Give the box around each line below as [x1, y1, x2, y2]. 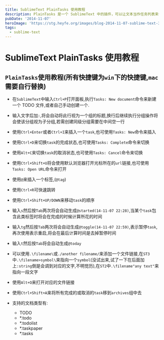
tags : [5, 25, 16, 30]
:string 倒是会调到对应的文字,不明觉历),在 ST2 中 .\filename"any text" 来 [16, 263, 159, 268]
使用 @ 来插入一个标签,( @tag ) [12, 176, 66, 182]
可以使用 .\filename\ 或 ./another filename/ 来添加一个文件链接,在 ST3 [12, 251, 150, 256]
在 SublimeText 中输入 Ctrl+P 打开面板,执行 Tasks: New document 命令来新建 [12, 96, 157, 102]
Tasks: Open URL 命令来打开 [12, 166, 67, 172]
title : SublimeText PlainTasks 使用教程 [5, 7, 85, 12]
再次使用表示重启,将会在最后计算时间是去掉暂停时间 [12, 230, 116, 236]
